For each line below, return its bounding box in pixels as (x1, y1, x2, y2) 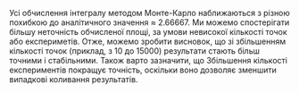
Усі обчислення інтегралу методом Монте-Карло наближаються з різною (9, 8, 290, 18)
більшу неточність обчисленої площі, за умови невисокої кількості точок (9, 27, 287, 37)
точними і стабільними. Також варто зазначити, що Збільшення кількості (9, 55, 288, 65)
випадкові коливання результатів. (9, 74, 138, 84)
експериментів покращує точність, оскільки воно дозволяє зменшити (9, 64, 277, 75)
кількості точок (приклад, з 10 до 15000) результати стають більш (9, 46, 261, 56)
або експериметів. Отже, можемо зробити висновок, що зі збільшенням (9, 36, 287, 46)
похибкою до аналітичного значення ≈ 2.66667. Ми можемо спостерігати (9, 17, 290, 28)
